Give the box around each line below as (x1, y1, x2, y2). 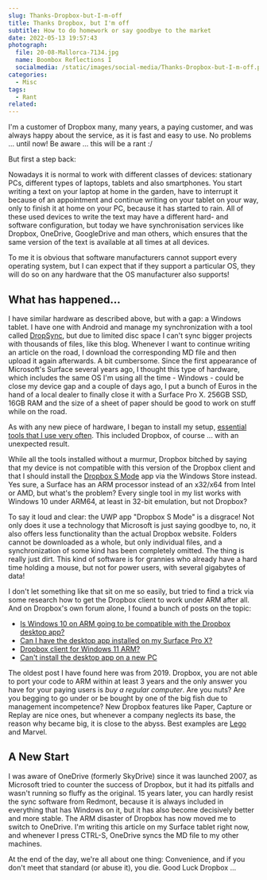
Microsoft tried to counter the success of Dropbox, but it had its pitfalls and (8, 780, 254, 789)
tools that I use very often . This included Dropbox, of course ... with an (8, 430, 239, 440)
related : (8, 100, 37, 108)
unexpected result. (8, 439, 70, 448)
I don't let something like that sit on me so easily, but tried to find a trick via (8, 586, 254, 596)
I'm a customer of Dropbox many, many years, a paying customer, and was (8, 122, 253, 132)
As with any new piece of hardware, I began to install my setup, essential (8, 422, 247, 432)
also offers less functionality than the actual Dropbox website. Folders (8, 529, 237, 538)
